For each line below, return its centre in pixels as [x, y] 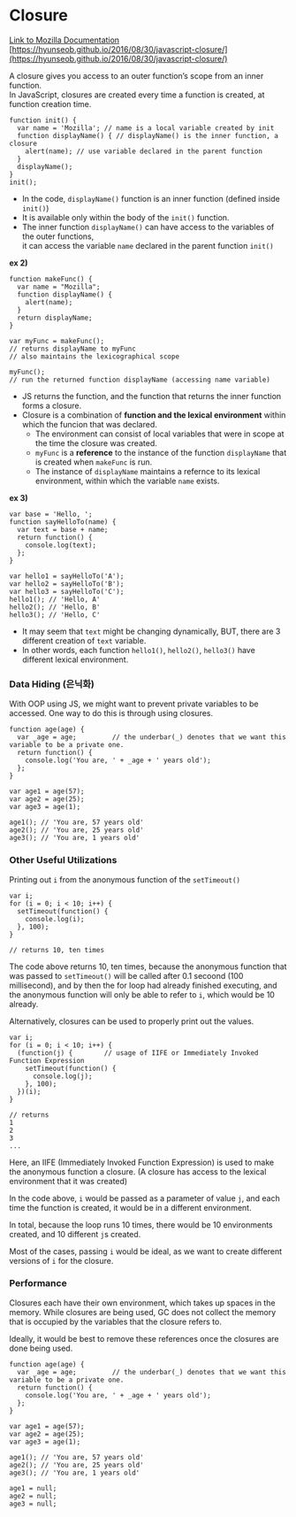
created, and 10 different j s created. [75, 1234]
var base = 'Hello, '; [51, 514]
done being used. [41, 1348]
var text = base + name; [63, 529]
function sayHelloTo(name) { [63, 522]
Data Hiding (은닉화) [52, 684]
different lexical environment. [75, 659]
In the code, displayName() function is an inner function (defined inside [151, 198]
